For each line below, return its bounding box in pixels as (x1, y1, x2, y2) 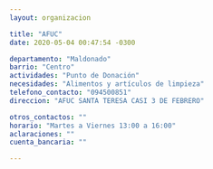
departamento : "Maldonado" (9, 54, 111, 63)
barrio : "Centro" (9, 62, 75, 72)
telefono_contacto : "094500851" (9, 88, 131, 97)
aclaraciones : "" (9, 129, 75, 138)
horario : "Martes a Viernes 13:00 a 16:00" (9, 121, 177, 130)
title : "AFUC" (9, 29, 63, 39)
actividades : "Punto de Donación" (9, 71, 140, 80)
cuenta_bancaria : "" (9, 137, 88, 147)
